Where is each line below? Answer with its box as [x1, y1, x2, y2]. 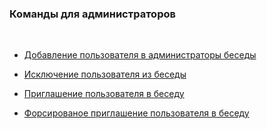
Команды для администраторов [9, 7, 176, 21]
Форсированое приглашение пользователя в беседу [23, 107, 250, 119]
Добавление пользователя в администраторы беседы [23, 49, 257, 61]
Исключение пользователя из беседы [23, 68, 187, 81]
